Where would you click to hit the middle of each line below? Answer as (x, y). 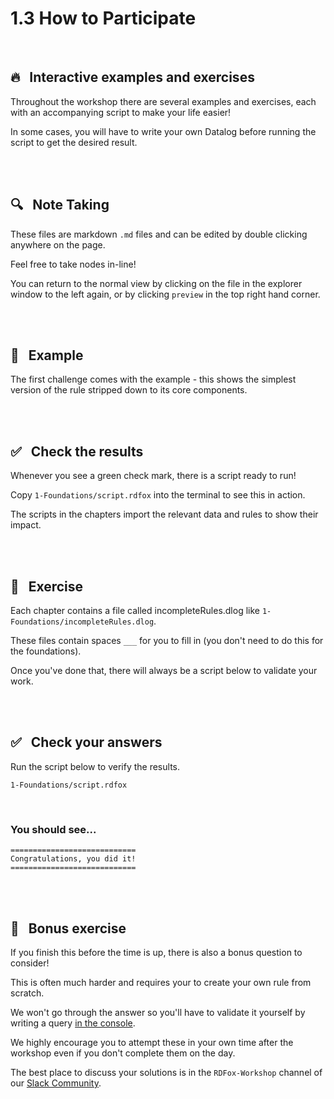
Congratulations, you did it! (73, 859)
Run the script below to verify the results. (95, 766)
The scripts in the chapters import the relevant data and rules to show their (164, 514)
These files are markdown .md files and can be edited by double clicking (159, 234)
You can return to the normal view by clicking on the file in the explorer (156, 283)
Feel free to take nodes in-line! (73, 264)
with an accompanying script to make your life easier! (121, 112)
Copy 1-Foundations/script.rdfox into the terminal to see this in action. (158, 495)
